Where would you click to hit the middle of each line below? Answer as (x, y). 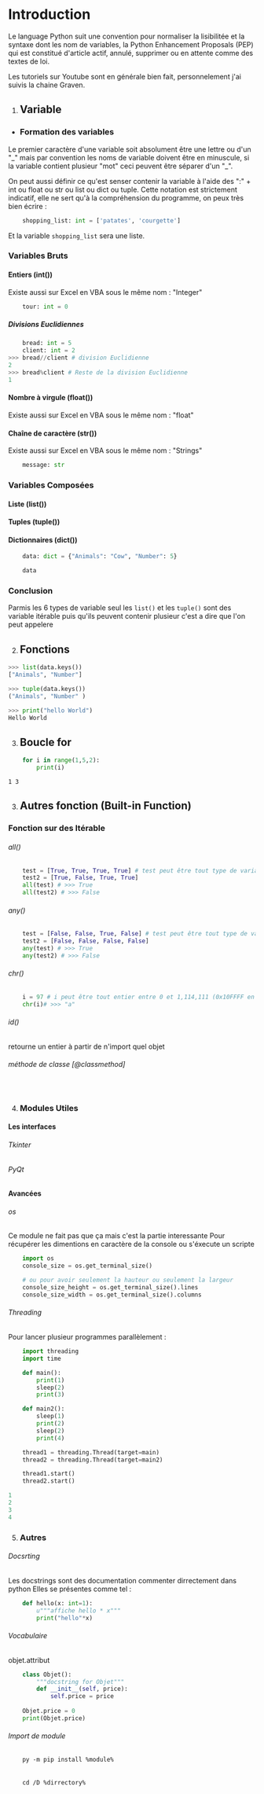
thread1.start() (49, 1474)
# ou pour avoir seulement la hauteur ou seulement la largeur (128, 1280)
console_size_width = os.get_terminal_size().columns (112, 1295)
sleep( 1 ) (51, 1417)
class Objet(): (47, 1675)
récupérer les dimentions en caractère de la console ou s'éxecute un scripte (132, 1244)
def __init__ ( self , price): (82, 1689)
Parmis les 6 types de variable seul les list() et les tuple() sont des (120, 608)
